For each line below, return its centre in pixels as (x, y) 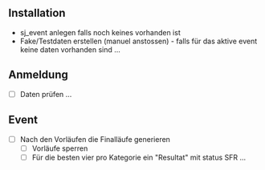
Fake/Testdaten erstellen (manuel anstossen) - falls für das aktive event (139, 41)
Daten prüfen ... (46, 94)
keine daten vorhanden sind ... (70, 49)
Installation (37, 13)
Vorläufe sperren (60, 148)
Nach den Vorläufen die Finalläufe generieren (95, 139)
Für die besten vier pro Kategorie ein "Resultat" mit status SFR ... (139, 157)
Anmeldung (38, 75)
